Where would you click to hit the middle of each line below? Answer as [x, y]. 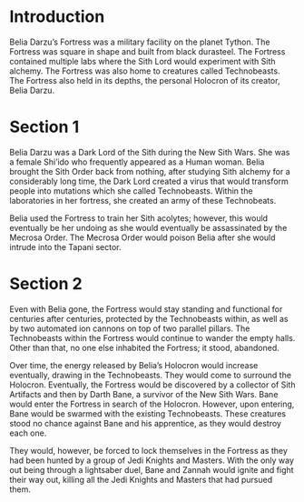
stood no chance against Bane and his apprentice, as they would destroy [145, 423]
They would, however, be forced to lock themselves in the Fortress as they [149, 450]
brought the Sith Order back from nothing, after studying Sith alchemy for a [150, 171]
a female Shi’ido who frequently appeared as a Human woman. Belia [137, 162]
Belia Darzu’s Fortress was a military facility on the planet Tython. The [140, 42]
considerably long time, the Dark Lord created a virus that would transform [149, 181]
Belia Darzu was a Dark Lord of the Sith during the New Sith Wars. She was [150, 152]
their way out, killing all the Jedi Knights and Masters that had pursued [141, 479]
